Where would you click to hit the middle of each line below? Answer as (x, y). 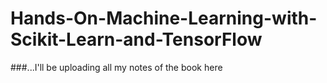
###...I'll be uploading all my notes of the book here (116, 67)
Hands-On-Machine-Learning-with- (164, 18)
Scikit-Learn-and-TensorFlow (136, 39)
